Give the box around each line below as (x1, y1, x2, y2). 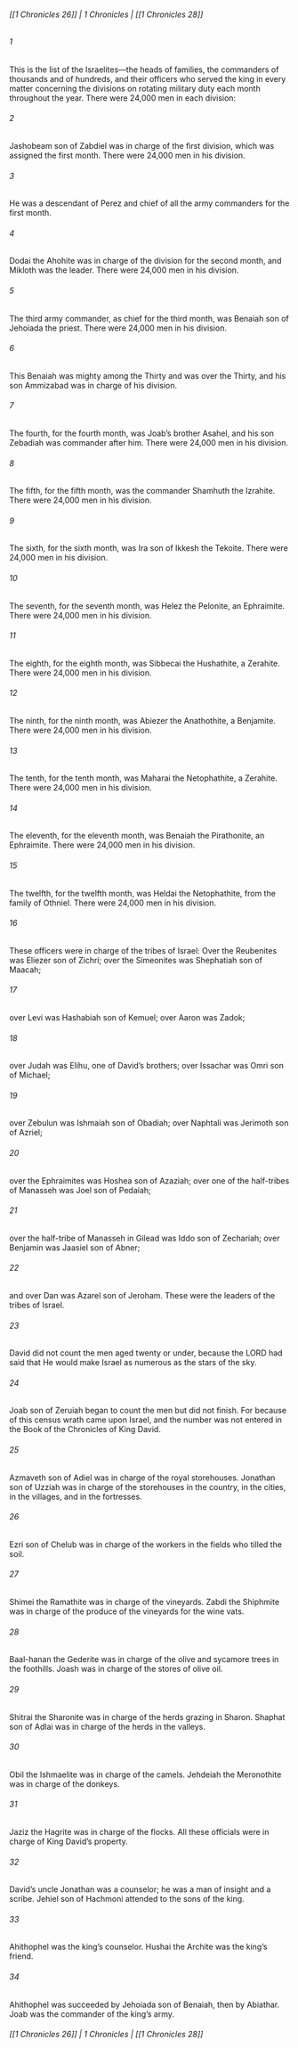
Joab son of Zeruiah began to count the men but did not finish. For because (9, 1405, 287, 1416)
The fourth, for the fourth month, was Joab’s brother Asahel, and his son (9, 428, 274, 438)
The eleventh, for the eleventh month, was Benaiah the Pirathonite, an (9, 831, 265, 841)
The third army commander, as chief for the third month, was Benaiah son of (9, 313, 289, 324)
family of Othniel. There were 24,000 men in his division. (9, 897, 217, 908)
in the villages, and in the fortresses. (9, 1491, 142, 1502)
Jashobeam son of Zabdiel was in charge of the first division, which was (9, 141, 275, 152)
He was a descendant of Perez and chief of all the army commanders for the (9, 198, 290, 209)
